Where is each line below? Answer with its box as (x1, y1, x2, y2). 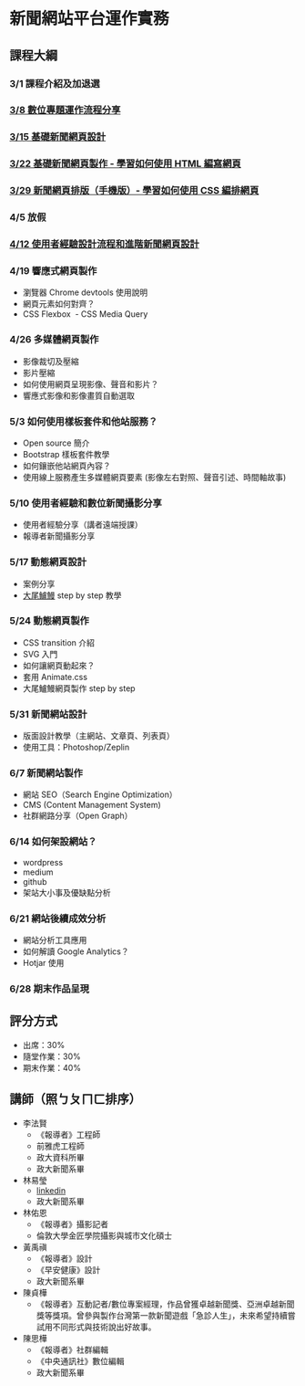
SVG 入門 (22, 648, 58, 659)
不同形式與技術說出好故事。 (52, 1321, 157, 1332)
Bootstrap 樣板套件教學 (22, 448, 110, 459)
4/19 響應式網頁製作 (9, 264, 97, 277)
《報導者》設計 (36, 1253, 93, 1264)
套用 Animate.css (22, 671, 88, 682)
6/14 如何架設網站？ (9, 835, 97, 848)
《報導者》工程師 (36, 1129, 101, 1139)
